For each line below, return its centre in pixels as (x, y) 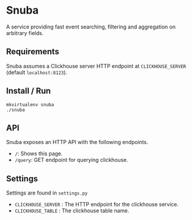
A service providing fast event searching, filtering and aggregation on (91, 27)
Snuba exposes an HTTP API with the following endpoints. (77, 142)
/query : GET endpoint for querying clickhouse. (71, 160)
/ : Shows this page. (39, 154)
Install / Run (29, 91)
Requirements (33, 52)
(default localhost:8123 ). (37, 72)
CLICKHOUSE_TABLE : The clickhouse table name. (72, 211)
